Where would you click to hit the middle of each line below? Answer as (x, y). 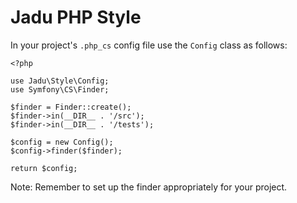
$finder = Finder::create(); (71, 107)
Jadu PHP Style (76, 17)
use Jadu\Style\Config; (60, 81)
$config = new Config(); (62, 142)
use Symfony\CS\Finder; (60, 89)
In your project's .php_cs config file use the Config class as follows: (149, 45)
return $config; (44, 168)
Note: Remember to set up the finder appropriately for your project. (149, 187)
